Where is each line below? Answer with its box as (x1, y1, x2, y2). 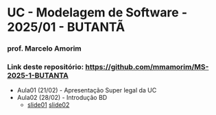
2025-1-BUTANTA (7, 71, 69, 80)
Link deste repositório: (7, 62, 84, 72)
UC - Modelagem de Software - (7, 5, 187, 21)
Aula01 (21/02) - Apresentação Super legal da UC (16, 86, 157, 94)
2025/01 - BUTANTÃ (7, 19, 125, 35)
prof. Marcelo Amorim (7, 44, 82, 53)
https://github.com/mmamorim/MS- (85, 62, 209, 72)
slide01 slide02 (27, 101, 70, 109)
